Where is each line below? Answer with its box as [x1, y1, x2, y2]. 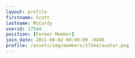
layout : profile [5, 8, 47, 15]
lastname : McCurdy [5, 20, 53, 26]
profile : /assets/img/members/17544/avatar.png [5, 43, 130, 49]
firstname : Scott [5, 14, 50, 21]
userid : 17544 [5, 25, 42, 32]
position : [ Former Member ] [5, 31, 75, 37]
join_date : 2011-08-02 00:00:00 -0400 [5, 37, 104, 43]
